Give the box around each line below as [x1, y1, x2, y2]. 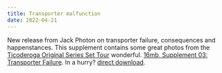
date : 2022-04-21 [7, 17, 58, 24]
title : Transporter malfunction [7, 10, 101, 17]
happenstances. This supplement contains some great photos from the [7, 43, 210, 51]
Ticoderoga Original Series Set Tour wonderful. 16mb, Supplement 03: [7, 50, 208, 59]
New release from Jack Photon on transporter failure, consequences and [7, 35, 216, 44]
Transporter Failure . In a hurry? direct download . [7, 58, 146, 66]
